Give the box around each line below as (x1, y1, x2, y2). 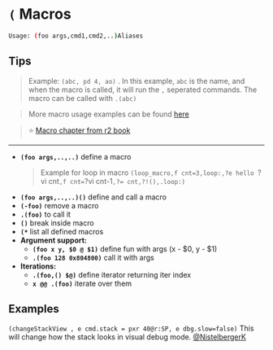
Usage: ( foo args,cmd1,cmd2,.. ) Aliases (8, 32, 144, 40)
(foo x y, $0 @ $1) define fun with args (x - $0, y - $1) (32, 243, 218, 253)
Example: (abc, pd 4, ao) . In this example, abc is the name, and (28, 76, 245, 85)
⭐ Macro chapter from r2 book (28, 125, 131, 135)
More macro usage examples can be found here (28, 109, 189, 119)
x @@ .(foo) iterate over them (32, 278, 132, 288)
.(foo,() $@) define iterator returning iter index (32, 269, 192, 279)
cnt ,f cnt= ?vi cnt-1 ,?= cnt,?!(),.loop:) (48, 176, 186, 186)
